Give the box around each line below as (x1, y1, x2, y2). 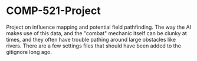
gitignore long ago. (6, 48, 52, 55)
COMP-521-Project (6, 4, 101, 18)
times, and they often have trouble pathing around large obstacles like (6, 36, 176, 43)
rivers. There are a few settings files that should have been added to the (6, 42, 182, 49)
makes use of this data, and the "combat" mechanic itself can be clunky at (6, 29, 187, 36)
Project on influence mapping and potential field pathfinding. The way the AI (6, 23, 192, 30)
